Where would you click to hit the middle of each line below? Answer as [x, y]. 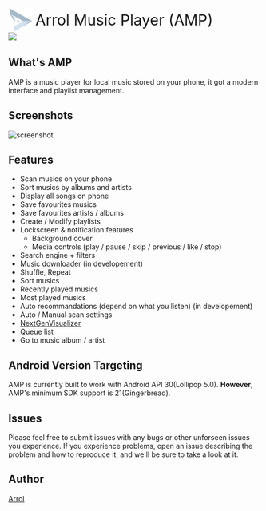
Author [26, 479]
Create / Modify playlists [60, 221]
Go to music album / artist [62, 340]
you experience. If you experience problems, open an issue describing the [131, 446]
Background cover [62, 239]
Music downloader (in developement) [81, 264]
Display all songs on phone [64, 196]
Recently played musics [59, 289]
